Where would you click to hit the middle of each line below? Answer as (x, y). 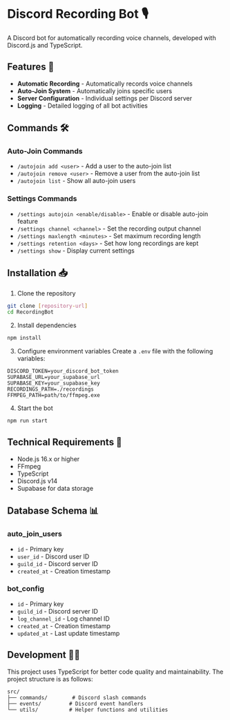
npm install (24, 338)
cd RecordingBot (30, 312)
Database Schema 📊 (53, 511)
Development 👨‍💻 (44, 655)
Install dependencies (47, 325)
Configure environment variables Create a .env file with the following (115, 351)
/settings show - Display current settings (76, 251)
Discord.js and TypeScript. (45, 45)
